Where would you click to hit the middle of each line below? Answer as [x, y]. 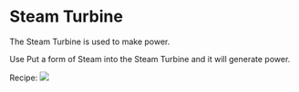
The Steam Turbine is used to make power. [90, 41]
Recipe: [24, 78]
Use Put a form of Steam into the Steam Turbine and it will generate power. [150, 59]
